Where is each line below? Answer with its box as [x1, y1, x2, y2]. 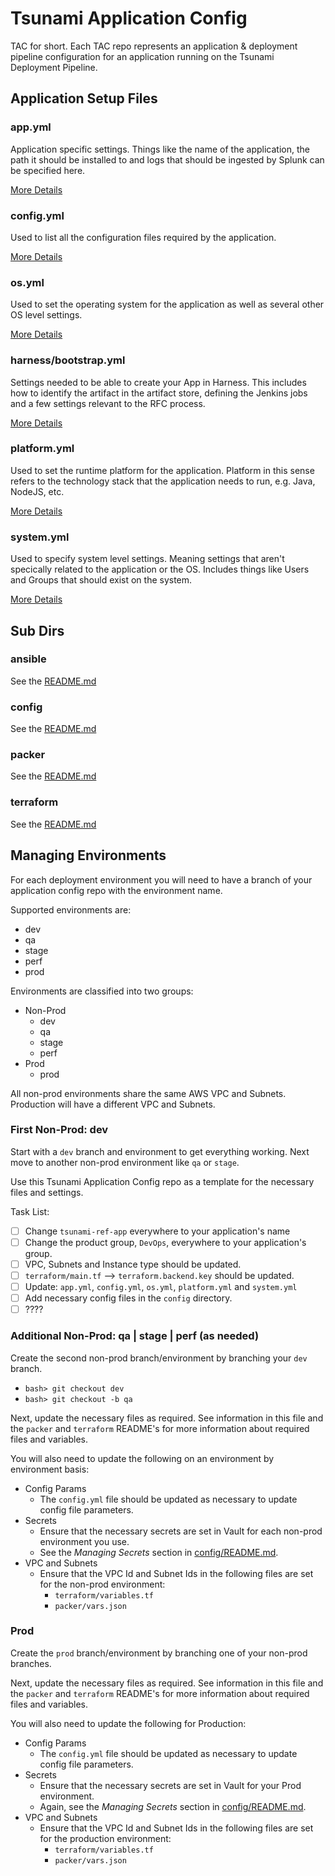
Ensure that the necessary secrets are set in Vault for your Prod [39, 1779, 302, 1791]
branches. [10, 1657, 52, 1669]
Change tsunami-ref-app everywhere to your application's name [24, 1225, 291, 1237]
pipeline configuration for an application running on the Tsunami [10, 50, 275, 62]
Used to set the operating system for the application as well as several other [10, 298, 325, 311]
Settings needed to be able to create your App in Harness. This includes [10, 376, 307, 388]
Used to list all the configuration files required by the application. [10, 231, 277, 243]
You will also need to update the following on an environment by [10, 1452, 275, 1464]
